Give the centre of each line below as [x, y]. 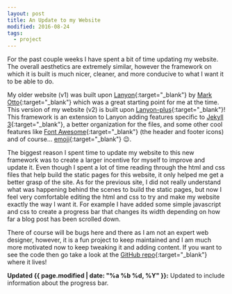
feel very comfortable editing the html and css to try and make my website [114, 197]
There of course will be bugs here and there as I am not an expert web [108, 233]
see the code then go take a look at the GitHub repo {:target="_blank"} [107, 255]
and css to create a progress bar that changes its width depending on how [114, 212]
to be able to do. [31, 81]
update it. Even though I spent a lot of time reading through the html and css [116, 168]
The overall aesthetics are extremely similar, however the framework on [109, 67]
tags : [15, 33]
